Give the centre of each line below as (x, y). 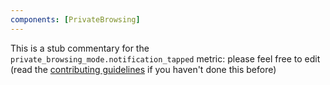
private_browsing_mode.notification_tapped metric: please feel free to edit (165, 58)
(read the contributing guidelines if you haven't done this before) (143, 69)
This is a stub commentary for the (80, 48)
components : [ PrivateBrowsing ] (75, 19)
